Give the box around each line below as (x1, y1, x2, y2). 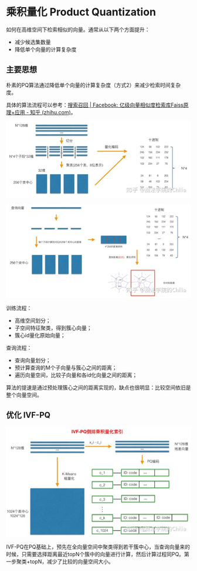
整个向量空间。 (6, 391, 42, 398)
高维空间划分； (14, 317, 51, 324)
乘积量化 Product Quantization (6, 5, 157, 19)
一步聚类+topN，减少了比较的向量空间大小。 (6, 557, 114, 565)
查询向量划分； (14, 357, 51, 364)
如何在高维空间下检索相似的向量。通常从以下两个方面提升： (6, 26, 150, 33)
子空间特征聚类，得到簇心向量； (14, 324, 92, 331)
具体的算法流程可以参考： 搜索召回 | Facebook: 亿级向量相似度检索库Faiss (6, 101, 184, 108)
